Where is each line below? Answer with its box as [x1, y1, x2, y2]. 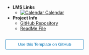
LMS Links [12, 4, 35, 10]
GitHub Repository [20, 20, 59, 26]
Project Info [12, 15, 38, 20]
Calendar [45, 9, 64, 15]
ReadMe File [20, 25, 46, 31]
